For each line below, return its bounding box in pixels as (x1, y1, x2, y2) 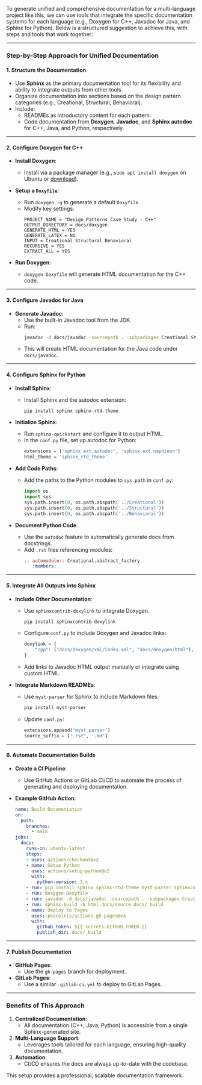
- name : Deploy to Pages (26, 907, 88, 913)
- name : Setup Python (26, 862, 80, 868)
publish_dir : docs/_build (37, 930, 102, 936)
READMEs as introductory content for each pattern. (23, 111, 151, 119)
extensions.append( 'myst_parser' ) (23, 727, 111, 733)
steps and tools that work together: (6, 31, 93, 38)
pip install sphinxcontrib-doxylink (23, 619, 116, 625)
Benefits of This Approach (6, 1001, 85, 1010)
